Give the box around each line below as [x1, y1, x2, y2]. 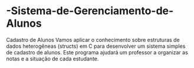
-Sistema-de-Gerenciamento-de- [6, 4, 174, 18]
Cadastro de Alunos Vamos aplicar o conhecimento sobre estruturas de [6, 36, 180, 43]
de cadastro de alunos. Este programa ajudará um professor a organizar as [6, 48, 189, 56]
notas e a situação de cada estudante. [6, 55, 99, 62]
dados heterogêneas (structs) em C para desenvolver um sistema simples [6, 43, 186, 50]
